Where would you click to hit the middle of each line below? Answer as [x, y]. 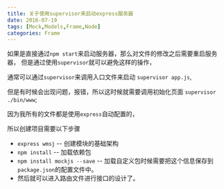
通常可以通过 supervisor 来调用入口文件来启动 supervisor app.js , [100, 77]
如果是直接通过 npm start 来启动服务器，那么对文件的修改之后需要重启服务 [112, 54]
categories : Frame [34, 33]
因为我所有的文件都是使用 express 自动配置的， [73, 114]
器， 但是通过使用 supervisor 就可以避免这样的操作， [81, 63]
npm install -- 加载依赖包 [54, 152]
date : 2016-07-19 [32, 20]
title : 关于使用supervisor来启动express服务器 [70, 14]
